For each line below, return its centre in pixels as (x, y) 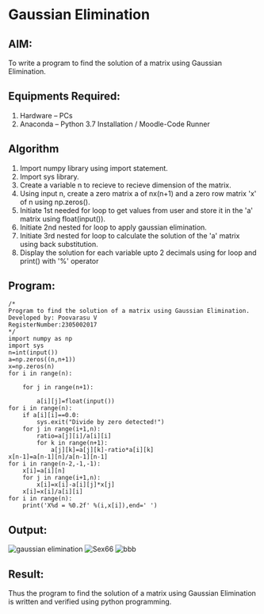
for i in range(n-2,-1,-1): (55, 464)
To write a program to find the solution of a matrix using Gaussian (115, 63)
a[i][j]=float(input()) (76, 402)
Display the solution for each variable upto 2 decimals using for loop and (138, 253)
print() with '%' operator (59, 261)
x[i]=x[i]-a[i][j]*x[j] (76, 485)
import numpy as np (40, 339)
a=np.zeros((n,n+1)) (42, 360)
